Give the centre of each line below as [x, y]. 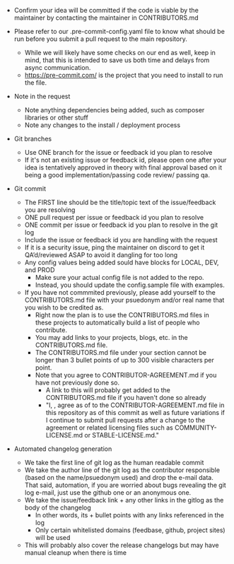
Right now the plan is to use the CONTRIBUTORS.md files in [122, 315]
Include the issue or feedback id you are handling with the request [121, 240]
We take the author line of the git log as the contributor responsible [122, 470]
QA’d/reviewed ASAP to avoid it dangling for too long [101, 255]
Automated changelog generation [63, 449]
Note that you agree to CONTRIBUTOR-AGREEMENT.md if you [126, 375]
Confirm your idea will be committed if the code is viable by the [106, 10]
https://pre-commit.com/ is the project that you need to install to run [124, 75]
